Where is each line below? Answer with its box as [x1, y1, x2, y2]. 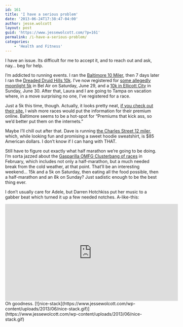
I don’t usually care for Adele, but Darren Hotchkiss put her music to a [5, 189, 147, 195]
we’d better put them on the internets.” [5, 118, 84, 124]
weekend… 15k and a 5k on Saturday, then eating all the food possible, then [5, 168, 159, 175]
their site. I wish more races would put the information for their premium [5, 108, 151, 114]
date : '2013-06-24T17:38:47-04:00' [5, 16, 78, 21]
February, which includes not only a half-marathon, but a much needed [5, 158, 149, 164]
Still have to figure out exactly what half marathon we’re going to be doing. [5, 148, 156, 154]
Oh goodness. [5, 300, 34, 306]
